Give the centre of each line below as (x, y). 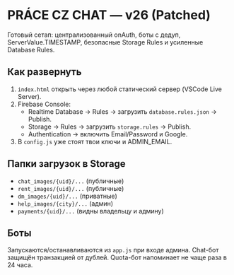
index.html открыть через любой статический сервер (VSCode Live (120, 89)
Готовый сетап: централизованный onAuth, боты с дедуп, (94, 35)
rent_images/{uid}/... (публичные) (71, 188)
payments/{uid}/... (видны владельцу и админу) (90, 211)
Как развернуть (45, 72)
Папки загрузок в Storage (66, 164)
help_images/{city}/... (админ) (65, 203)
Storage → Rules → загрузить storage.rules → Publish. (110, 127)
